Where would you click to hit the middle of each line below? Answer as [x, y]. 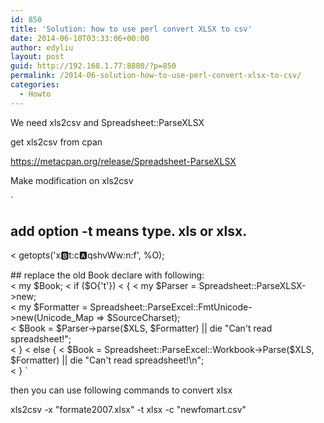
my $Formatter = [53, 307]
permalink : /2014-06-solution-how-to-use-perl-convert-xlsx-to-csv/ [156, 76]
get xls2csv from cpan [56, 142]
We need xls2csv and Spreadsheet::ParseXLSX [107, 122]
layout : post [37, 57]
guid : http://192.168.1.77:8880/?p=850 [93, 66]
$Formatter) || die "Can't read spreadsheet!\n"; [107, 360]
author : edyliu [42, 47]
